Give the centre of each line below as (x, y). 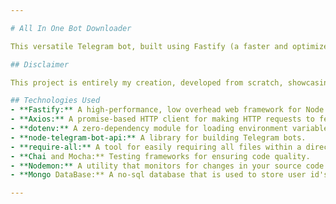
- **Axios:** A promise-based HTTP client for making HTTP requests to (162, 119)
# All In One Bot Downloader (71, 28)
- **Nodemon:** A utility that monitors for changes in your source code (167, 166)
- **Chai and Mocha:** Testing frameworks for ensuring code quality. (160, 156)
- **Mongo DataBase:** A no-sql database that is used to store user (158, 175)
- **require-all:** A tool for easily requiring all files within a (156, 147)
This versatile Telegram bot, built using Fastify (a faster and (149, 46)
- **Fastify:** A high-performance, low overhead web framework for (156, 110)
